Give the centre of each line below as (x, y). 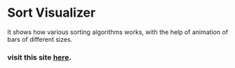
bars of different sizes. (40, 39)
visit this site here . (39, 57)
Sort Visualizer (52, 13)
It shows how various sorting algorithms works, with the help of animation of (118, 32)
